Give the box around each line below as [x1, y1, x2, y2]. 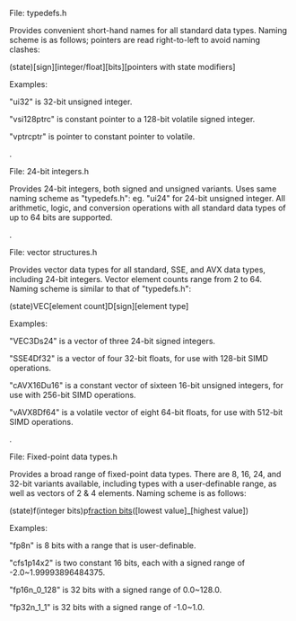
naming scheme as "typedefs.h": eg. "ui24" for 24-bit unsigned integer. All [9, 193, 285, 203]
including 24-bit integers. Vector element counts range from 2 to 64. [9, 274, 263, 284]
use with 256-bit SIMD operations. [9, 390, 136, 400]
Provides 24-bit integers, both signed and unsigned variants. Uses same [9, 183, 277, 194]
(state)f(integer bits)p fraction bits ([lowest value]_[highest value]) [9, 505, 249, 516]
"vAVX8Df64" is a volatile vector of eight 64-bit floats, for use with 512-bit [9, 407, 283, 417]
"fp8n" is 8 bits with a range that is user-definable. [9, 540, 196, 551]
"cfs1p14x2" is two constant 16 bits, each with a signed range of [9, 557, 246, 568]
